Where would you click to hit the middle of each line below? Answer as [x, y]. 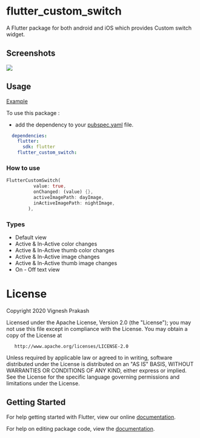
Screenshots [31, 54]
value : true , [50, 186]
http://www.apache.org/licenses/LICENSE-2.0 [72, 346]
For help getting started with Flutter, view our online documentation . [91, 417]
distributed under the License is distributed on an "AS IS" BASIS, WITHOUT [100, 364]
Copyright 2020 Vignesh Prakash [48, 310]
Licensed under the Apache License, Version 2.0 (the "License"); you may [99, 322]
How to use [23, 168]
